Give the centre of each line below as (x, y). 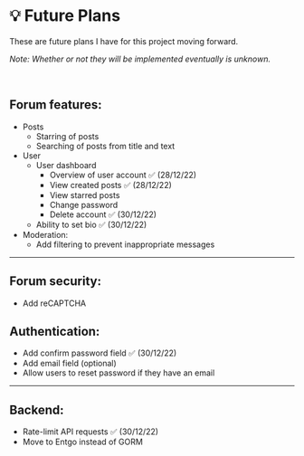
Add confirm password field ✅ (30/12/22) (100, 353)
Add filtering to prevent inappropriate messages (125, 244)
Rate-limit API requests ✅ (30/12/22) (90, 432)
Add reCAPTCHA (54, 303)
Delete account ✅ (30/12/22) (103, 214)
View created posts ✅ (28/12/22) (110, 185)
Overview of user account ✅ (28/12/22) (123, 175)
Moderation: (45, 234)
